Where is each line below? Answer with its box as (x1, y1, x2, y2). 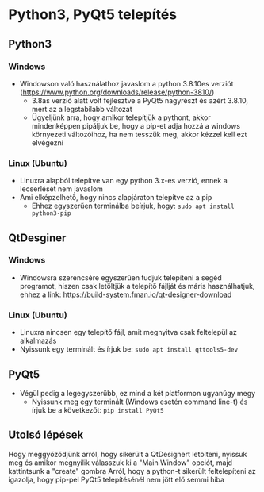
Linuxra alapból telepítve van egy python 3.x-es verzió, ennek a (19, 176, 228, 186)
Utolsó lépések (8, 429, 84, 442)
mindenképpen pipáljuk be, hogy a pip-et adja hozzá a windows (31, 121, 240, 130)
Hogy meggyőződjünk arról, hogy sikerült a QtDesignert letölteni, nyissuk (8, 449, 247, 459)
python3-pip (31, 209, 71, 217)
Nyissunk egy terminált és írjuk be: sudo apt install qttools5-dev (19, 344, 239, 354)
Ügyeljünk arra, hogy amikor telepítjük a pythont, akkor (31, 113, 212, 122)
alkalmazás (19, 336, 57, 346)
